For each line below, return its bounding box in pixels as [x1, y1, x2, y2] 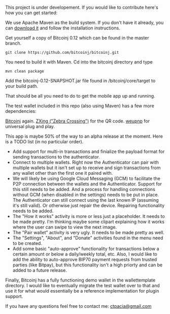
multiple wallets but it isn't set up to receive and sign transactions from [12, 165, 161, 171]
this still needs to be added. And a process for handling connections [12, 186, 156, 192]
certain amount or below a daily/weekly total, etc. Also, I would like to [12, 251, 157, 257]
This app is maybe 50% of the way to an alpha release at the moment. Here [5, 133, 163, 139]
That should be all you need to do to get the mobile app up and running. [5, 93, 156, 99]
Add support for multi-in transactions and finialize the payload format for [12, 148, 165, 154]
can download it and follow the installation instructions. [5, 25, 120, 31]
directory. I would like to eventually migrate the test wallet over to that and [5, 282, 160, 289]
